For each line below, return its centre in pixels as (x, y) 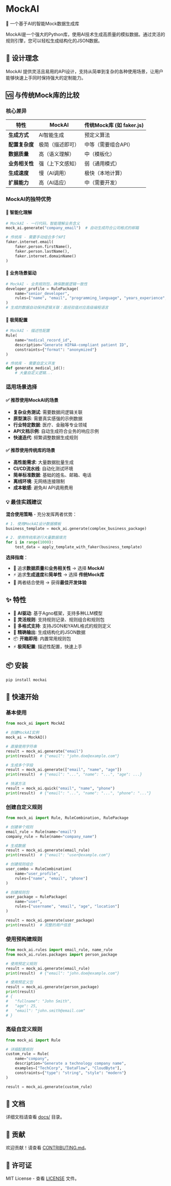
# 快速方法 (16, 784)
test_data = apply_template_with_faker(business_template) (79, 547)
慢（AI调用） (54, 173)
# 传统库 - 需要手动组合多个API (36, 237)
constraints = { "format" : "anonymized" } (56, 350)
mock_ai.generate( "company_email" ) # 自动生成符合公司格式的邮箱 (72, 228)
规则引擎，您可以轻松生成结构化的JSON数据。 (54, 41)
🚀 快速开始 (22, 697)
